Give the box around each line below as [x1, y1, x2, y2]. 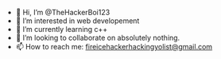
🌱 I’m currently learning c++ [15, 25, 108, 33]
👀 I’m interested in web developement [15, 16, 140, 26]
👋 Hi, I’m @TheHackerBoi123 [15, 8, 111, 17]
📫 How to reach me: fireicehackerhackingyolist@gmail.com [15, 42, 213, 51]
